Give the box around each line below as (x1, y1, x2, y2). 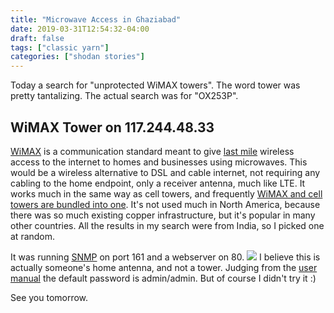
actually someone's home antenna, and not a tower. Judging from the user (10, 261, 318, 273)
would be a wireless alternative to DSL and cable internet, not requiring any (10, 166, 321, 178)
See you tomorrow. (10, 291, 89, 303)
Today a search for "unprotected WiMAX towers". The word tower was (10, 79, 301, 91)
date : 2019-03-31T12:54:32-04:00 (10, 24, 150, 34)
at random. (10, 230, 56, 242)
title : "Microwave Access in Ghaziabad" (10, 14, 182, 25)
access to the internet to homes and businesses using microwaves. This (10, 156, 308, 168)
